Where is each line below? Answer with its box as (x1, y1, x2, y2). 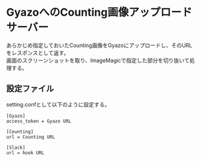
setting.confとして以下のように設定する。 (6, 101, 110, 108)
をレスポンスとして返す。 (6, 49, 69, 56)
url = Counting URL (6, 134, 56, 140)
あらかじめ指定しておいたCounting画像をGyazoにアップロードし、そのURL (6, 42, 193, 49)
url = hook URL (6, 150, 45, 156)
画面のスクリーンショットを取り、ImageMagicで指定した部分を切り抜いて (6, 57, 190, 64)
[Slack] (6, 144, 26, 151)
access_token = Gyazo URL (6, 118, 71, 124)
